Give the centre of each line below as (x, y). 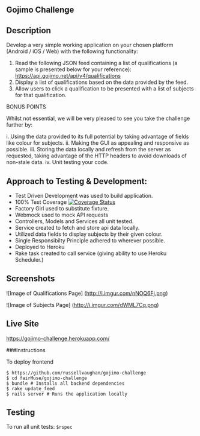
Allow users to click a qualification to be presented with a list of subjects (104, 89)
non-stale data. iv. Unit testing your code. (58, 162)
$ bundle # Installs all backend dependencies (65, 383)
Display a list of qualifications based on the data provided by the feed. (102, 82)
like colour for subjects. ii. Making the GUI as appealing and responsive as (98, 143)
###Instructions (26, 350)
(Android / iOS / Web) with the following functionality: (72, 51)
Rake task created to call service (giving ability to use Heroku (91, 253)
